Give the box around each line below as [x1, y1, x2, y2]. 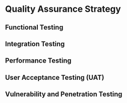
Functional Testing [5, 23, 63, 32]
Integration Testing [5, 39, 65, 48]
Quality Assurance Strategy [5, 3, 121, 15]
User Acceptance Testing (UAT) [5, 73, 104, 82]
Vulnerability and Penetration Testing [5, 90, 123, 99]
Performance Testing [5, 57, 72, 65]
